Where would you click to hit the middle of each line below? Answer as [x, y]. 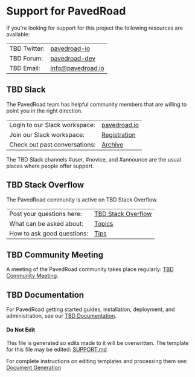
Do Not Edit [21, 329]
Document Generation [34, 368]
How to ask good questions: [49, 233]
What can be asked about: [46, 223]
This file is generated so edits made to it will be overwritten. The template [97, 343]
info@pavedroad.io [77, 68]
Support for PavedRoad [66, 11]
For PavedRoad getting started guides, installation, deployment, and [91, 309]
